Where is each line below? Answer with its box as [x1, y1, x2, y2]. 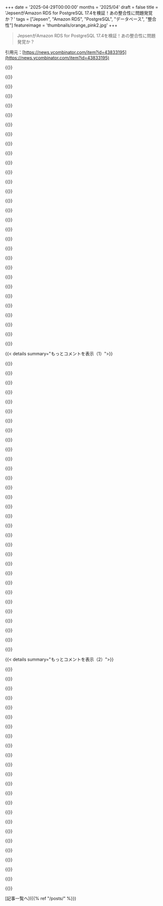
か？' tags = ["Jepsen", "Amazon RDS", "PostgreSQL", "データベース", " [5, 16, 148, 22]
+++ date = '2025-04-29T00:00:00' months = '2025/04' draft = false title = [5, 4, 159, 10]
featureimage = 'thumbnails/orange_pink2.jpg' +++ [14, 22, 118, 28]
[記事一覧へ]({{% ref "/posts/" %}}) [5, 896, 77, 901]
